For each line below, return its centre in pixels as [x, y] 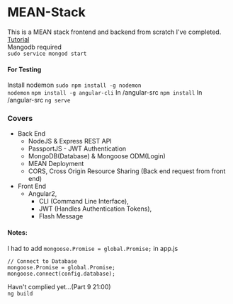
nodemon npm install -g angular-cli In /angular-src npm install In [105, 93]
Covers [20, 119]
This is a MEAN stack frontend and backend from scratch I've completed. [114, 32]
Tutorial [18, 39]
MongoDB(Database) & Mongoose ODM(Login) [97, 156]
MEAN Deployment [56, 164]
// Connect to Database [42, 261]
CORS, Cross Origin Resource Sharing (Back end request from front [127, 171]
